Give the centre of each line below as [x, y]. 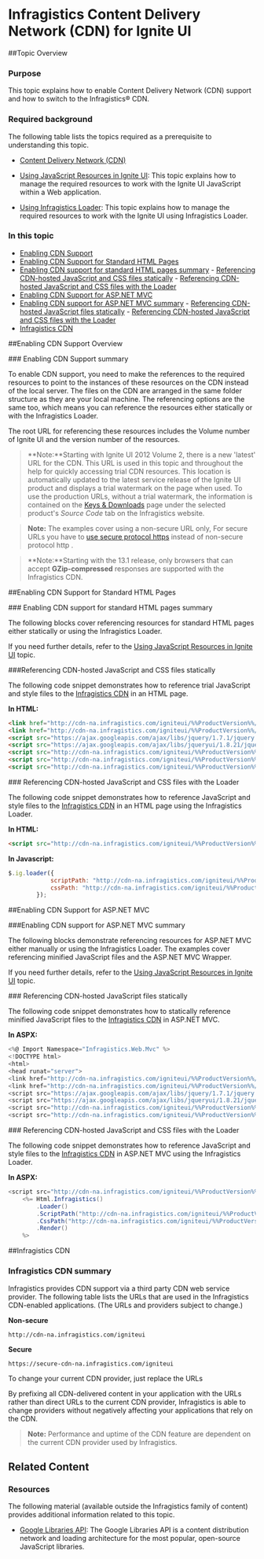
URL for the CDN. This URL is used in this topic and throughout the [135, 463]
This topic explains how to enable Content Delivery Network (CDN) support [130, 90]
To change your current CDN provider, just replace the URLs [105, 1378]
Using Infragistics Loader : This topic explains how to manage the [125, 207]
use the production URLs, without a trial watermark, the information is [140, 496]
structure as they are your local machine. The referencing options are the [126, 399]
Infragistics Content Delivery [104, 15]
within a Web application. [60, 192]
